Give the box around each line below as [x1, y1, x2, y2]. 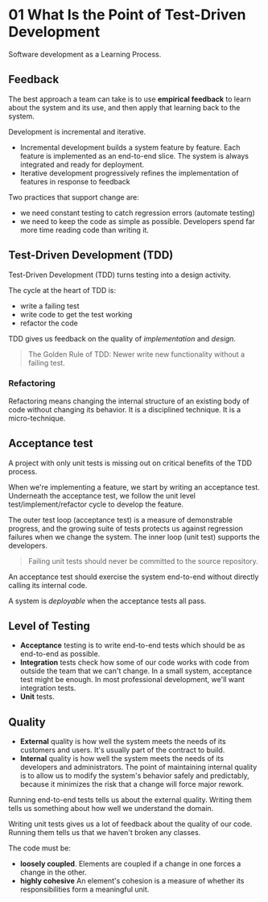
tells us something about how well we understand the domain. [8, 804, 214, 813]
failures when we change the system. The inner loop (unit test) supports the [8, 532, 260, 541]
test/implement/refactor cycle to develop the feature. [8, 499, 183, 509]
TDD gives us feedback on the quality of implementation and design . [8, 333, 236, 343]
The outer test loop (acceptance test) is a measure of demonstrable [8, 515, 233, 524]
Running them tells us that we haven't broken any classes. [8, 828, 201, 838]
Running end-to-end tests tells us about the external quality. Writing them [8, 795, 252, 805]
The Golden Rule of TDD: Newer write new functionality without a [27, 349, 245, 359]
